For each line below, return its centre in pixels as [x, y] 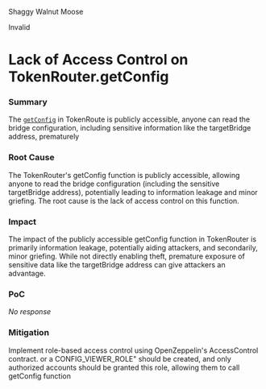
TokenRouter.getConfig [89, 77]
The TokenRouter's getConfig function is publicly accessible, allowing [124, 175]
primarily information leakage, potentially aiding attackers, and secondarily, [133, 248]
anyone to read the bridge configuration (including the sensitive [114, 184]
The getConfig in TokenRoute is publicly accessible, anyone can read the [129, 119]
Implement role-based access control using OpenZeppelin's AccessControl [133, 350]
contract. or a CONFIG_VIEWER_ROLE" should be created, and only [120, 358]
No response [30, 312]
